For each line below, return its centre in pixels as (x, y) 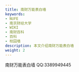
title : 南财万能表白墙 (26, 9)
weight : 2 (15, 50)
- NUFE (12, 18)
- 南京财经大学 (18, 23)
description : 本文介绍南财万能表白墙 (39, 46)
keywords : (15, 14)
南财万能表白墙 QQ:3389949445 (38, 65)
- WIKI (12, 28)
